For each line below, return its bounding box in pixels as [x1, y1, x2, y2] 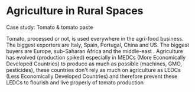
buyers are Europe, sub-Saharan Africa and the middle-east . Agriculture [6, 47, 184, 54]
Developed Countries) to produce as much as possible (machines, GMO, [6, 60, 182, 67]
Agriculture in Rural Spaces [6, 4, 144, 18]
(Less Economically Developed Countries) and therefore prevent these [6, 73, 178, 80]
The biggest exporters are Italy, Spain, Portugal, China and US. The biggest [6, 41, 190, 48]
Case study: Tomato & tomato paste [6, 24, 93, 31]
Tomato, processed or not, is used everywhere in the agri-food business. [6, 35, 184, 42]
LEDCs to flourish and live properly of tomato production [6, 78, 144, 86]
